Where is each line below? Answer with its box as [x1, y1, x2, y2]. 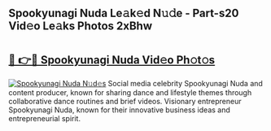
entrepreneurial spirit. [8, 114, 81, 123]
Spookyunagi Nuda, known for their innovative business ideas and [8, 105, 230, 115]
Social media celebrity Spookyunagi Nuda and [107, 79, 263, 88]
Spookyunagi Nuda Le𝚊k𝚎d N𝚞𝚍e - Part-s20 [8, 7, 239, 20]
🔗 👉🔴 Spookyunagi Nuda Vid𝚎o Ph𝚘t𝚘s [8, 53, 216, 67]
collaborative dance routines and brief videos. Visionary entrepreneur [8, 97, 242, 106]
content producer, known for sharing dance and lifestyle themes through [8, 88, 252, 97]
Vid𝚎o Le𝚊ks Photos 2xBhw [8, 20, 153, 33]
